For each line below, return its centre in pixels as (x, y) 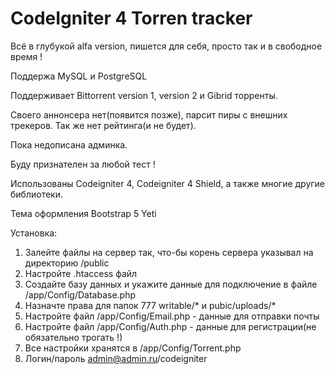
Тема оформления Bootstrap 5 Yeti (83, 213)
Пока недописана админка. (69, 144)
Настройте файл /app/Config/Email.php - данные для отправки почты (172, 316)
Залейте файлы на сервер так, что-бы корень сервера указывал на (169, 252)
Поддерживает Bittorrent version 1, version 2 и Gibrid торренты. (144, 95)
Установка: (34, 233)
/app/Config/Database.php (80, 294)
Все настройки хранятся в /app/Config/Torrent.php (133, 348)
